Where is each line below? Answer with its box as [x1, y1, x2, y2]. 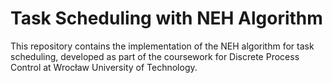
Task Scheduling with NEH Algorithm [10, 7, 323, 30]
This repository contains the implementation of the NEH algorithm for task [10, 40, 315, 52]
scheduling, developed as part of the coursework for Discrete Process [10, 50, 300, 62]
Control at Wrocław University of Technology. [10, 61, 198, 73]
